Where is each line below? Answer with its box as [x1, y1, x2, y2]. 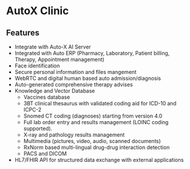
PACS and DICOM [23, 150, 67, 157]
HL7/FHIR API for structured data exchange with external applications [14, 157, 184, 163]
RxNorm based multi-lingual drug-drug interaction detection [23, 144, 170, 151]
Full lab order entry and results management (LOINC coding [23, 119, 169, 125]
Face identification [14, 62, 60, 69]
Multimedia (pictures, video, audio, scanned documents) [23, 138, 161, 144]
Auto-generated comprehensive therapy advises [14, 81, 133, 88]
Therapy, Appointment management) [14, 56, 104, 63]
